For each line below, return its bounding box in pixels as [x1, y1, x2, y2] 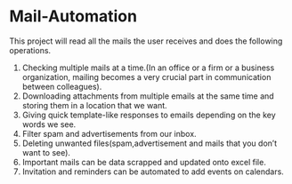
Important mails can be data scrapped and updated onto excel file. [21, 156, 267, 167]
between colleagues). [21, 81, 102, 92]
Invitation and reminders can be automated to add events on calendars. [21, 166, 285, 177]
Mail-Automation [9, 6, 138, 27]
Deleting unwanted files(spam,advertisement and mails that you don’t [21, 138, 278, 148]
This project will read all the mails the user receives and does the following [9, 36, 283, 46]
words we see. [21, 118, 77, 130]
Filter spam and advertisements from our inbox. [21, 128, 198, 139]
